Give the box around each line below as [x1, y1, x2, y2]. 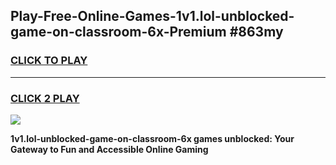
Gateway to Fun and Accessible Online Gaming [10, 143, 209, 155]
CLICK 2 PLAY [10, 91, 80, 105]
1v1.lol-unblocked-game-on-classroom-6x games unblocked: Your [10, 132, 295, 144]
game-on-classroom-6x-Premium [10, 24, 227, 41]
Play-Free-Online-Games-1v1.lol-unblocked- [10, 8, 295, 25]
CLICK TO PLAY [10, 54, 88, 68]
